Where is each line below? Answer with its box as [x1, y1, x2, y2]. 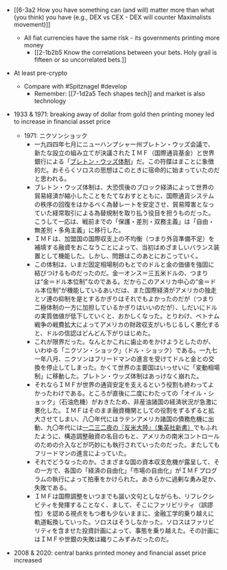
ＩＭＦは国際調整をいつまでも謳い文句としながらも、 [34, 492, 184, 500]
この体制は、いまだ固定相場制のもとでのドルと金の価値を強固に [34, 260, 215, 269]
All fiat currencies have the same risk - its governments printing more [23, 34, 220, 42]
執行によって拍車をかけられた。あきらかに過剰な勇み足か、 [51, 475, 220, 483]
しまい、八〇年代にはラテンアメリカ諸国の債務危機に [58, 415, 208, 423]
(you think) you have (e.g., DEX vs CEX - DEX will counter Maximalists [13, 13, 211, 21]
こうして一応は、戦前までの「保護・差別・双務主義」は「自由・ [34, 218, 215, 225]
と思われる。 [34, 174, 71, 183]
